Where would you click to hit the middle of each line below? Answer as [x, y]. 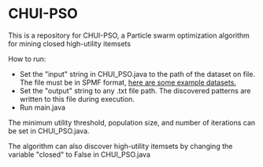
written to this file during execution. [77, 99]
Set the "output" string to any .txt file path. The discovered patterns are [135, 90]
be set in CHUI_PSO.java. [49, 131]
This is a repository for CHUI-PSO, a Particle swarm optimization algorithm [129, 35]
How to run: [27, 59]
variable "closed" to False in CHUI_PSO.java [80, 154]
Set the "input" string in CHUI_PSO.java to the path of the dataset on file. [137, 74]
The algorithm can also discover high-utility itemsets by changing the [120, 146]
